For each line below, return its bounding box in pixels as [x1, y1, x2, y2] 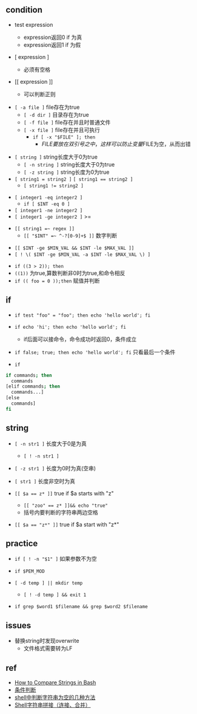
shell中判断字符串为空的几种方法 [14, 694, 96, 701]
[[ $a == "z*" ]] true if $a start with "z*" [14, 521, 119, 528]
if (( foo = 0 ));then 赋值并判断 [14, 276, 101, 284]
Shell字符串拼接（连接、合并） [14, 701, 92, 709]
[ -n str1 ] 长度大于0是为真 [14, 440, 87, 447]
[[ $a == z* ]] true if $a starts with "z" [14, 489, 115, 497]
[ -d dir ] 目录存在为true [23, 111, 89, 118]
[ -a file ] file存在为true [14, 103, 80, 111]
